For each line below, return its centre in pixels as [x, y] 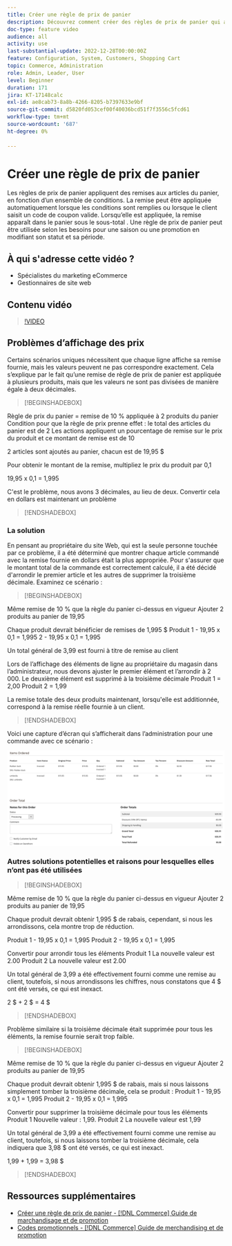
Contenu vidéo [40, 305]
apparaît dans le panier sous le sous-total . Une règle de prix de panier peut [115, 222]
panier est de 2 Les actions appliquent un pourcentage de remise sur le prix [115, 431]
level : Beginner [30, 80]
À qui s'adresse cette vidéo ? [71, 259]
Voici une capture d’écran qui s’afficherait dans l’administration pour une [110, 734]
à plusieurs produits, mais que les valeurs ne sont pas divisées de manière [113, 381]
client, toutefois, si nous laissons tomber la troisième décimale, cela [103, 1140]
